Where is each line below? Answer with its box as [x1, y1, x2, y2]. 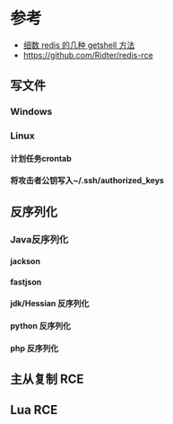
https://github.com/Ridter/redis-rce [22, 49, 153, 60]
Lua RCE [10, 402, 58, 418]
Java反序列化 [10, 233, 69, 245]
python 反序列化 [10, 321, 71, 331]
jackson [10, 256, 41, 267]
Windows [10, 105, 53, 118]
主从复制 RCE [10, 372, 84, 387]
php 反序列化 [10, 342, 59, 353]
